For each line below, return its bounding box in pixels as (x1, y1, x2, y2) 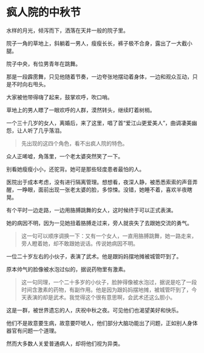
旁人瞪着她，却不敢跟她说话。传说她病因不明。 (21, 240, 138, 247)
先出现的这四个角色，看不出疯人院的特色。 (21, 140, 128, 147)
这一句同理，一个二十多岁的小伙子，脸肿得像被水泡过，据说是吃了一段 (21, 278, 197, 286)
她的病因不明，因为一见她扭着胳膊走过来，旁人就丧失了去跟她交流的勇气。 (6, 219, 192, 226)
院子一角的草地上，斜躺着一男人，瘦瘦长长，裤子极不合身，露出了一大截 (6, 39, 187, 47)
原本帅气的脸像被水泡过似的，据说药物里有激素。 (6, 265, 129, 273)
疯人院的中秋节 (6, 5, 81, 19)
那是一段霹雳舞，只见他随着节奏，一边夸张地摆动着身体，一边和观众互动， (6, 73, 192, 80)
